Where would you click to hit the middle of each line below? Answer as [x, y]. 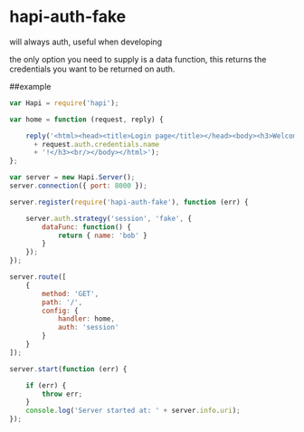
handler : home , [86, 319]
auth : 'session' [88, 328]
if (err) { [46, 385]
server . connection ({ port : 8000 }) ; [78, 186]
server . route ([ [38, 277]
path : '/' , [62, 302]
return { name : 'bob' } [102, 235]
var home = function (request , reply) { [87, 120]
